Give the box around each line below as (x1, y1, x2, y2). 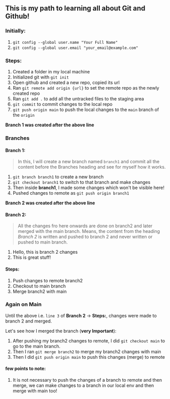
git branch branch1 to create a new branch (12, 174, 104, 180)
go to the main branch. (12, 343, 61, 349)
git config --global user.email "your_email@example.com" (12, 45, 138, 50)
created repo (12, 90, 40, 96)
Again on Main (5, 301, 42, 308)
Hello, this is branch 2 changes (12, 249, 78, 255)
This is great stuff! (12, 254, 51, 260)
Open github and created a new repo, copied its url (12, 79, 120, 86)
